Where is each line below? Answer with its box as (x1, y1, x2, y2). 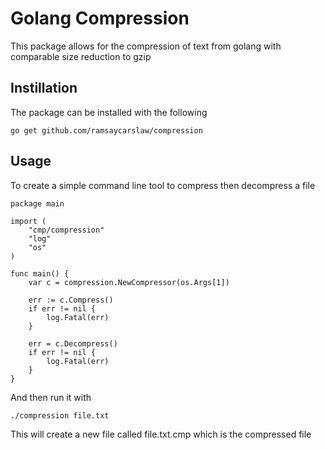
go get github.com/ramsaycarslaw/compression (10, 125, 203, 136)
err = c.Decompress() (28, 338, 118, 349)
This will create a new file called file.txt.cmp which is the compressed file (10, 428, 312, 440)
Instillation (10, 80, 78, 97)
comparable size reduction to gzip (10, 50, 152, 62)
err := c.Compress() (28, 295, 114, 305)
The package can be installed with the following (10, 106, 208, 118)
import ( (10, 216, 47, 226)
